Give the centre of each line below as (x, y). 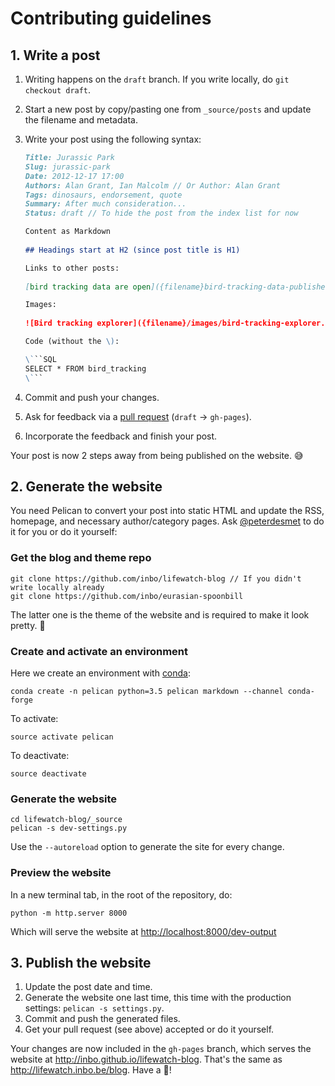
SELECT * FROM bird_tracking (85, 368)
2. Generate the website (86, 486)
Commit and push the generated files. (102, 1019)
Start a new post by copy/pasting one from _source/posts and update (168, 109)
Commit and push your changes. (92, 397)
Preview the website (61, 873)
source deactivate (48, 773)
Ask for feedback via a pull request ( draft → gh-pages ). (138, 416)
